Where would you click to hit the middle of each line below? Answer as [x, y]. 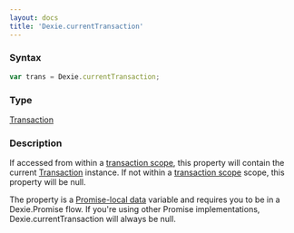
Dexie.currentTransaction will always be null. [93, 219]
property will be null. [48, 182]
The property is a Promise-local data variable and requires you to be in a [145, 199]
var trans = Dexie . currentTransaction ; [85, 77]
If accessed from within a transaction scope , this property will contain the [147, 163]
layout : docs [34, 18]
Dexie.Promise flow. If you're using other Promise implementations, [135, 209]
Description [36, 143]
